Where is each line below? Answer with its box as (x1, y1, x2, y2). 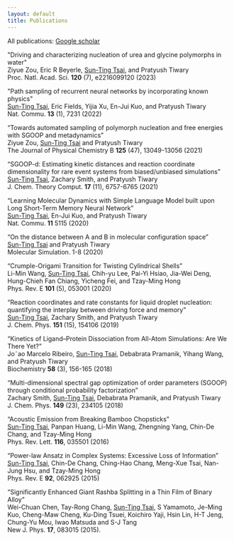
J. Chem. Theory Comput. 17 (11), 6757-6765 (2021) (7, 182, 158, 191)
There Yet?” (7, 342, 43, 350)
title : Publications (7, 17, 69, 24)
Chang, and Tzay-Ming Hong (7, 429, 92, 438)
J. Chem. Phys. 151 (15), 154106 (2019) (7, 321, 119, 329)
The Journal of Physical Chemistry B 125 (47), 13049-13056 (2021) (7, 146, 204, 154)
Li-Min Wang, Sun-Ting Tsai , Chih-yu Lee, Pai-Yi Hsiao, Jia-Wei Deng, (7, 269, 211, 277)
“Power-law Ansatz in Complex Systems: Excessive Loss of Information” (7, 451, 218, 459)
